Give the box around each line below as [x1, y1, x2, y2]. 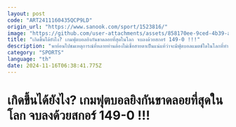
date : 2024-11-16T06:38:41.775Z [7, 62, 102, 69]
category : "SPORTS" [7, 50, 65, 57]
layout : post [7, 10, 46, 17]
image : [7, 29, 27, 37]
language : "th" [7, 56, 52, 63]
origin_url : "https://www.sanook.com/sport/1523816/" [7, 23, 169, 30]
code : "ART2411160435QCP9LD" [7, 17, 93, 24]
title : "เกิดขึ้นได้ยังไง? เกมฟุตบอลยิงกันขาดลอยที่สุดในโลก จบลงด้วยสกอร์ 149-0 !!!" [7, 36, 201, 43]
